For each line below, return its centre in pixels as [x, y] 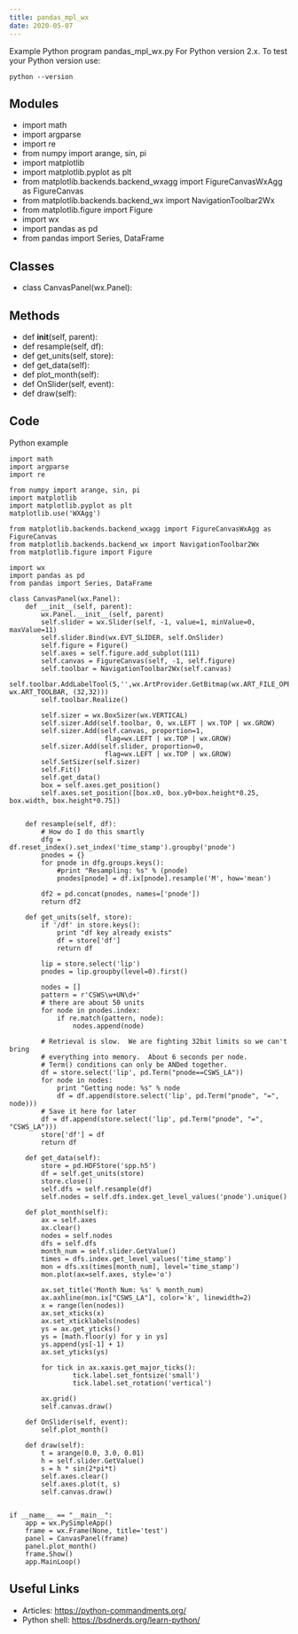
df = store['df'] [89, 940]
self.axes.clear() [75, 1476]
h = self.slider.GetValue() [93, 1461]
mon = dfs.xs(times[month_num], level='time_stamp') [141, 1267]
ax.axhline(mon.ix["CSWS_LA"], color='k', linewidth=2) [146, 1298]
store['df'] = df [73, 1134]
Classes [32, 266]
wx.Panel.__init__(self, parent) [103, 614]
